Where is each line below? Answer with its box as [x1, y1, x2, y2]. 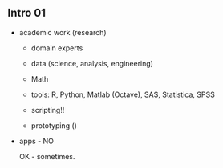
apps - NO [18, 136, 54, 146]
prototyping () [30, 120, 78, 130]
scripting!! [30, 105, 65, 114]
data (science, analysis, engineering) [30, 58, 154, 68]
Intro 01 [7, 6, 46, 20]
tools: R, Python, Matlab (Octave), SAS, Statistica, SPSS [30, 90, 216, 99]
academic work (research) [18, 27, 107, 37]
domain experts [30, 43, 83, 53]
